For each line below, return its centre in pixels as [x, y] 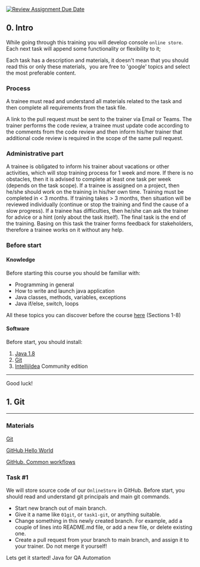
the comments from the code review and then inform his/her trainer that [94, 132]
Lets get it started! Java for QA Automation [59, 558]
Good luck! [20, 383]
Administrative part [35, 154]
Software [18, 329]
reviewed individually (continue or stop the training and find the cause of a [97, 205]
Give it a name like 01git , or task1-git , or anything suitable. [88, 515]
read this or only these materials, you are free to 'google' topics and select [98, 66]
